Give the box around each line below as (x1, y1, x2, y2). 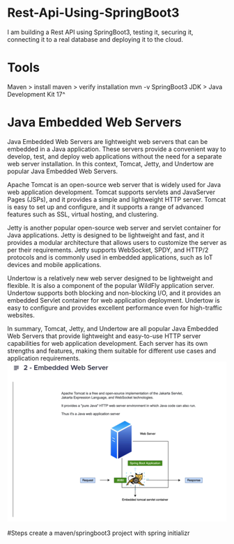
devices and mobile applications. (7, 260, 102, 269)
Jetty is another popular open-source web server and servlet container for (7, 223, 221, 232)
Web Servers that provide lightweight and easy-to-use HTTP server (7, 332, 201, 340)
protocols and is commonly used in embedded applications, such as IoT (7, 253, 214, 262)
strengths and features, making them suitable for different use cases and (7, 346, 217, 355)
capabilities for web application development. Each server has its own (7, 339, 208, 347)
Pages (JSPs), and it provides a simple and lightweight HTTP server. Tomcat (7, 195, 226, 203)
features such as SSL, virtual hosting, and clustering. (7, 210, 159, 218)
